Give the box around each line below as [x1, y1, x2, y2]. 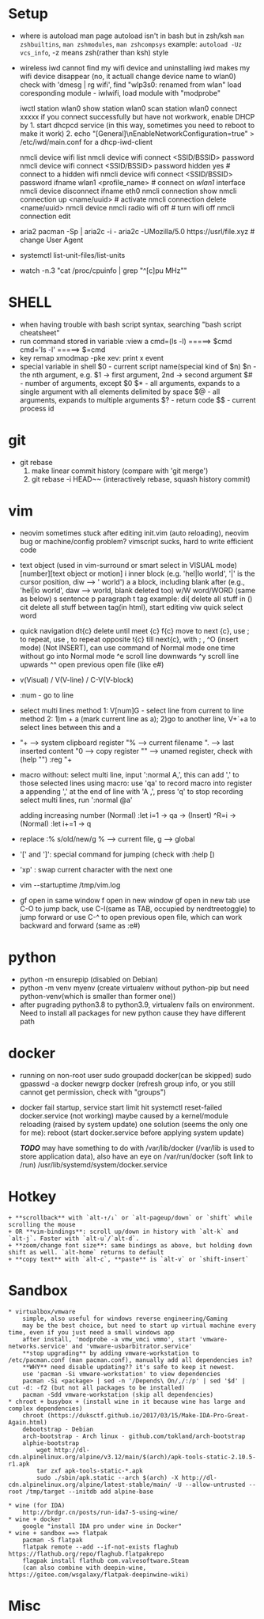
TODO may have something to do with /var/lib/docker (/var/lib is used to [19, 1143, 255, 1152]
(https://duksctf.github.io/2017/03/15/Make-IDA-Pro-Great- [47, 1411, 249, 1420]
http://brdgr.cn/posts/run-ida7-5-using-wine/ [22, 1508, 179, 1516]
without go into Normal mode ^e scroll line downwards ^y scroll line [19, 651, 239, 660]
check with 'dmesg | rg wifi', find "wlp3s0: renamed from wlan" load [19, 80, 243, 89]
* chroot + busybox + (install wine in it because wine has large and [8, 1398, 246, 1405]
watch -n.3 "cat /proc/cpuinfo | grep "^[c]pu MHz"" [19, 266, 187, 275]
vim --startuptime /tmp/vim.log [19, 879, 121, 890]
